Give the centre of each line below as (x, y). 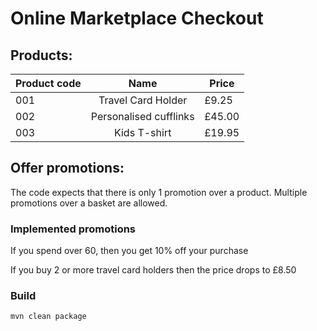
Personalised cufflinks (142, 116)
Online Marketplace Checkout (137, 18)
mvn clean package (48, 317)
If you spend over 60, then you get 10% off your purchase (129, 251)
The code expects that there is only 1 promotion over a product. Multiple (159, 192)
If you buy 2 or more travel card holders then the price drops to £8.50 (153, 270)
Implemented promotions (73, 229)
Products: (41, 55)
